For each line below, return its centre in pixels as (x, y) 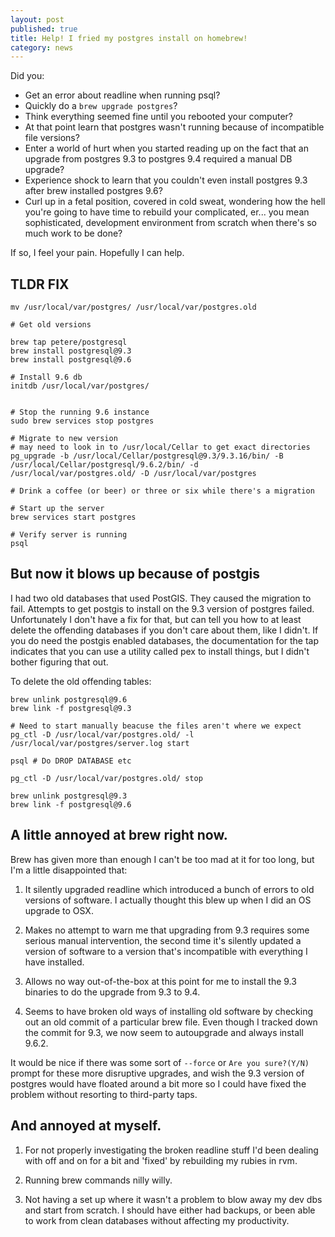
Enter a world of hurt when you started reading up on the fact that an (166, 148)
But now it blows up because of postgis (135, 574)
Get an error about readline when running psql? (122, 95)
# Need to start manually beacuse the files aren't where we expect (156, 726)
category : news (42, 47)
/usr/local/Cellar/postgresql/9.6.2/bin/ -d (104, 465)
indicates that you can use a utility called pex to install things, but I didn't (160, 651)
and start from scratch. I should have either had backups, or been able (170, 1210)
